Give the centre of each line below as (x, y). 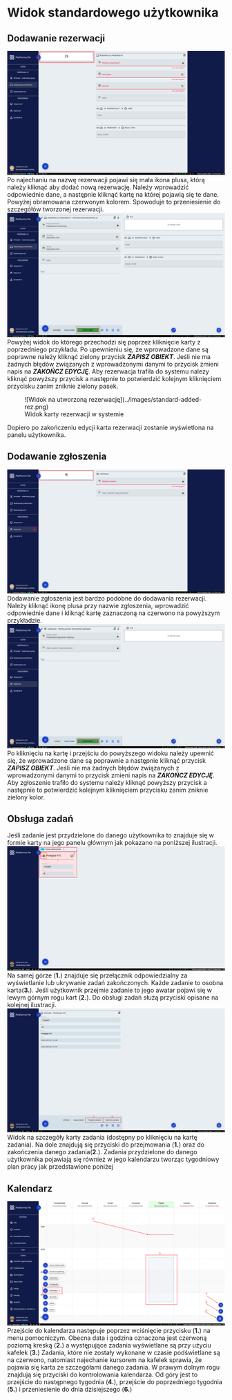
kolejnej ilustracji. (32, 1004)
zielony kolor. (26, 797)
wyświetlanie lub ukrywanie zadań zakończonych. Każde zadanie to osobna (115, 982)
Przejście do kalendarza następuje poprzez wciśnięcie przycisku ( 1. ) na (109, 1330)
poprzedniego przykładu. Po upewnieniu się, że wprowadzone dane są (108, 349)
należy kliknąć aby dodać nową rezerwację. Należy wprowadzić (98, 187)
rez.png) (37, 407)
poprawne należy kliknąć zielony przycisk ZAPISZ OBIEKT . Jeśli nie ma (109, 356)
